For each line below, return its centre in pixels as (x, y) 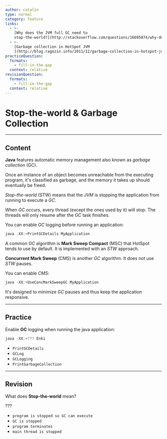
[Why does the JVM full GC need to (51, 33)
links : (12, 24)
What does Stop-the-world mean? (41, 396)
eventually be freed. (26, 185)
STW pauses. (19, 263)
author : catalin (22, 10)
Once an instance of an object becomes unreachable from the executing (79, 175)
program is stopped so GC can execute (52, 416)
